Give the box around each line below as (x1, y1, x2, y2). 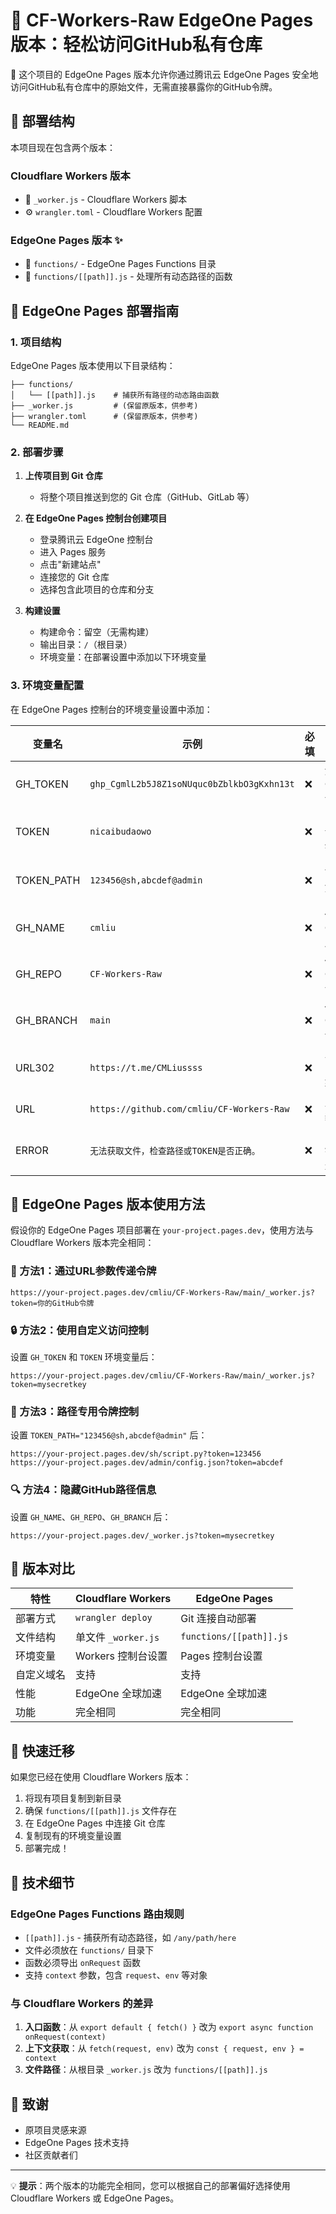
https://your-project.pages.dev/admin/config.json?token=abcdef (10, 1458, 284, 1468)
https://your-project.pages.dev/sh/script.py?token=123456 (10, 1449, 262, 1459)
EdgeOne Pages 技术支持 (24, 2137, 130, 2149)
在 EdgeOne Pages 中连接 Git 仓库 (24, 1817, 166, 1829)
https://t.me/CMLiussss (89, 1062, 203, 1073)
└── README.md (10, 420, 70, 431)
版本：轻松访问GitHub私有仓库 (10, 34, 263, 56)
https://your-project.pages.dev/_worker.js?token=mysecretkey (10, 1530, 275, 1541)
